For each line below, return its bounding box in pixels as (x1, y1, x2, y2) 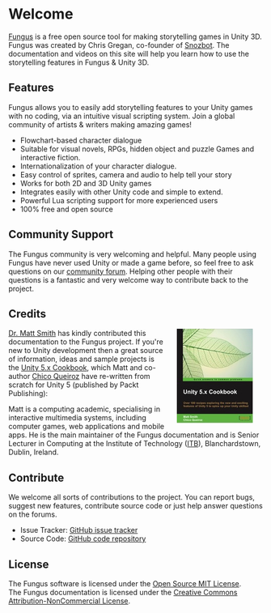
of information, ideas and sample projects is (8, 354, 155, 364)
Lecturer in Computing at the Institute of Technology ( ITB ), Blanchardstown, (8, 439, 261, 449)
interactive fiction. (19, 152, 81, 162)
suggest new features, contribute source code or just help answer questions (8, 501, 263, 511)
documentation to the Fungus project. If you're (8, 337, 163, 347)
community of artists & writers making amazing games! (8, 119, 193, 130)
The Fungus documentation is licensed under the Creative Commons (8, 588, 238, 597)
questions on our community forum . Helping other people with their (8, 266, 233, 276)
